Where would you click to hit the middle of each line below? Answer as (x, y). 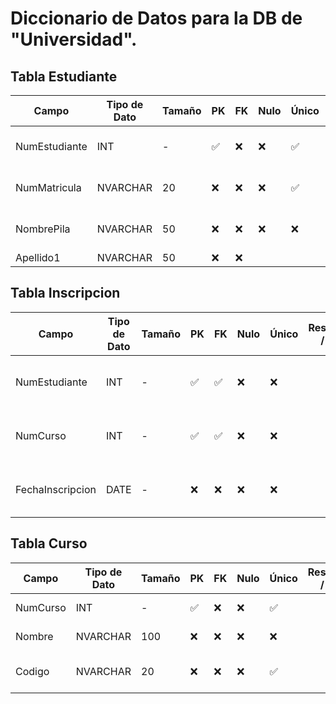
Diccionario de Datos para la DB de (156, 18)
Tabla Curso (49, 543)
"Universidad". (74, 39)
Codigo (32, 671)
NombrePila (43, 229)
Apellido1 (38, 257)
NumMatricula (48, 187)
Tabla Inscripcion (65, 293)
